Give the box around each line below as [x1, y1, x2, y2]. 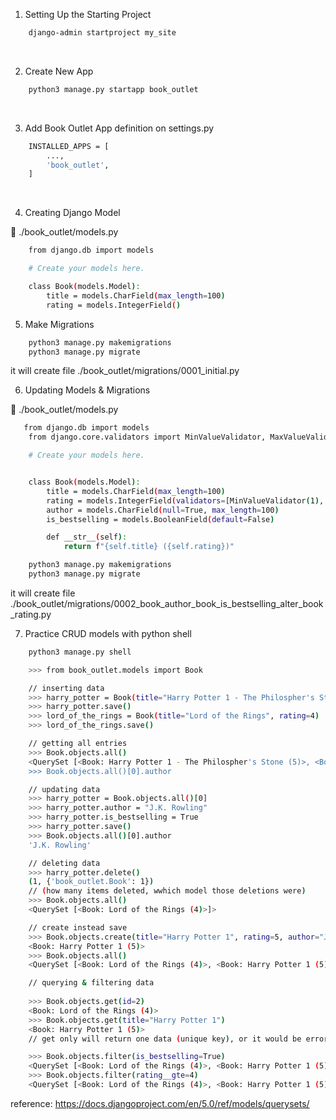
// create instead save [28, 922, 128, 933]
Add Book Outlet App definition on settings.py [24, 122, 215, 134]
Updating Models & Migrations [24, 384, 151, 396]
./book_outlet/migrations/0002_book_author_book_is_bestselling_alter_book [10, 597, 324, 609]
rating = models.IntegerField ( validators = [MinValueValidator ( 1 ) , [46, 495, 325, 506]
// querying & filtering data [28, 978, 155, 988]
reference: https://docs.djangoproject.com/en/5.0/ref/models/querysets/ [10, 1097, 310, 1109]
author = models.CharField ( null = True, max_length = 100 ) [46, 505, 280, 515]
